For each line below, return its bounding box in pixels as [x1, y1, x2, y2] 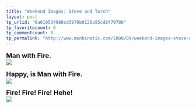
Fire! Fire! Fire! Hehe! [6, 88, 73, 96]
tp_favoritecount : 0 [6, 24, 57, 31]
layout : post [6, 14, 38, 20]
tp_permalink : [6, 35, 41, 41]
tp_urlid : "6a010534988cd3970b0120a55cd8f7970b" [6, 19, 127, 25]
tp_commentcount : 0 [6, 30, 54, 36]
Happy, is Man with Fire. [6, 70, 83, 78]
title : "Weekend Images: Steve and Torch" [6, 8, 111, 15]
